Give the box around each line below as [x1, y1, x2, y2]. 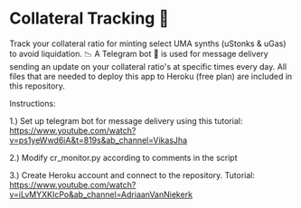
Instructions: [9, 98, 56, 109]
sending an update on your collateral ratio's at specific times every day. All [9, 61, 287, 71]
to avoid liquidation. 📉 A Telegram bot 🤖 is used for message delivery [9, 48, 268, 59]
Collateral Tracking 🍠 [9, 8, 170, 29]
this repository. [9, 80, 66, 91]
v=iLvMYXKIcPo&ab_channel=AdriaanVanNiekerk [9, 189, 193, 200]
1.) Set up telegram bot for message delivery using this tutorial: [9, 115, 243, 126]
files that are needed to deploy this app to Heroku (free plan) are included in [9, 71, 293, 81]
